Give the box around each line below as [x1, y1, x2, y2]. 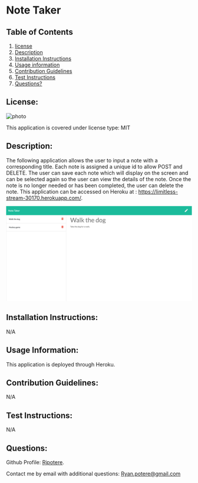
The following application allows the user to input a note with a [6, 156, 158, 164]
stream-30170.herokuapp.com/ [6, 194, 81, 201]
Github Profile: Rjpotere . [6, 459, 65, 466]
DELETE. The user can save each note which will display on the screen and [6, 169, 189, 176]
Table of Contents [6, 27, 74, 37]
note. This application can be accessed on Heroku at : [6, 188, 137, 195]
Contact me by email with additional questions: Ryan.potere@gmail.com [6, 470, 181, 477]
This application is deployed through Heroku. [6, 361, 115, 368]
